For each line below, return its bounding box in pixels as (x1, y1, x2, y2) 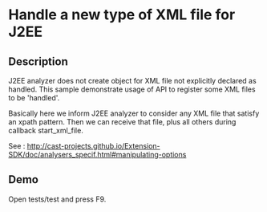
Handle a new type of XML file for (8, 6, 236, 24)
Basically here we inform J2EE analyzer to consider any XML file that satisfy (8, 108, 260, 118)
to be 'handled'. (8, 93, 60, 102)
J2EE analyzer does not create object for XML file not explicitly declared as (8, 76, 257, 85)
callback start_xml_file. (8, 126, 84, 135)
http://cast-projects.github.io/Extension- (26, 141, 160, 150)
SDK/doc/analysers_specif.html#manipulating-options (8, 150, 187, 159)
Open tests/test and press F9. (8, 194, 107, 204)
